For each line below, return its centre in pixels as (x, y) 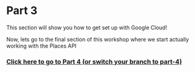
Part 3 (22, 11)
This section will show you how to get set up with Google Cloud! (87, 27)
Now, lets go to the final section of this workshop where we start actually (98, 39)
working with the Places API (41, 46)
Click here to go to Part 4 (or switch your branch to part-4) (94, 62)
